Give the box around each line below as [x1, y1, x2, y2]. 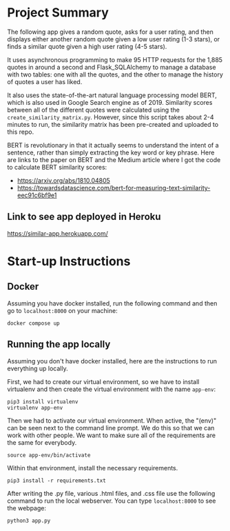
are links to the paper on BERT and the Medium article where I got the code [7, 155, 221, 163]
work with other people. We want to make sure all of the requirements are [7, 431, 216, 439]
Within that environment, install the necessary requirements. [7, 463, 178, 472]
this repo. [7, 128, 34, 136]
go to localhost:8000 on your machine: [7, 306, 118, 314]
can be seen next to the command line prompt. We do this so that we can [7, 423, 215, 432]
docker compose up [7, 319, 60, 327]
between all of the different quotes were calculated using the [7, 106, 180, 114]
